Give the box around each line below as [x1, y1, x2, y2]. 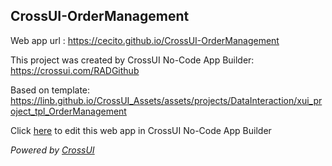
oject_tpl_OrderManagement [10, 105, 127, 117]
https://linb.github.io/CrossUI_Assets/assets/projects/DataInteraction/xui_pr [10, 94, 323, 106]
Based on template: [10, 84, 91, 96]
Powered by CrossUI [10, 144, 95, 156]
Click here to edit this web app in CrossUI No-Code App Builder [10, 124, 272, 136]
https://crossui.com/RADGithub [10, 64, 140, 76]
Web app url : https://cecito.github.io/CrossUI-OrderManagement [10, 34, 280, 46]
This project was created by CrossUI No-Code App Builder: [10, 54, 255, 66]
